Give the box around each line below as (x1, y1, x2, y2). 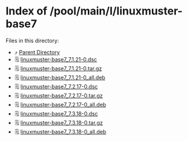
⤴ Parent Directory (14, 48, 60, 55)
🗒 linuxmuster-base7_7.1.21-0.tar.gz (14, 64, 102, 72)
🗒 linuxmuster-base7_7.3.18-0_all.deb (14, 128, 107, 135)
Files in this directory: (5, 37, 60, 44)
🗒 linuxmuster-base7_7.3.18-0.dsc (14, 110, 98, 117)
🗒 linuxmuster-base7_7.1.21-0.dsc (14, 55, 98, 63)
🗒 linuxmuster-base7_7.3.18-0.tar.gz (14, 119, 103, 126)
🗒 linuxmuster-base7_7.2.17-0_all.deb (14, 101, 107, 108)
